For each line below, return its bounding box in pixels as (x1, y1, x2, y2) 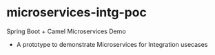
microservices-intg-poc (6, 5, 147, 20)
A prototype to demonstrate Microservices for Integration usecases (16, 40, 208, 48)
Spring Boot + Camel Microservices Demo (6, 27, 126, 35)
